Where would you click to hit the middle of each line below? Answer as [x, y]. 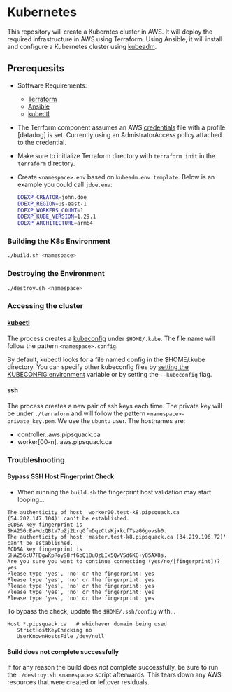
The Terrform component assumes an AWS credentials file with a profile [121, 127]
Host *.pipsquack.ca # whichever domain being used [87, 624]
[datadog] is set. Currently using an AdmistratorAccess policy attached [119, 134]
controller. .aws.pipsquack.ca [59, 434]
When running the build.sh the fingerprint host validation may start [114, 492]
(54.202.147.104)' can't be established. [68, 518]
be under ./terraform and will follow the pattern [77, 413]
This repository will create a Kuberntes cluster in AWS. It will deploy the [110, 32]
